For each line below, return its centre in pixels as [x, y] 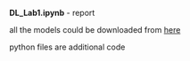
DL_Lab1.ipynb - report [52, 13]
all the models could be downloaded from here [95, 30]
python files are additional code [67, 47]
